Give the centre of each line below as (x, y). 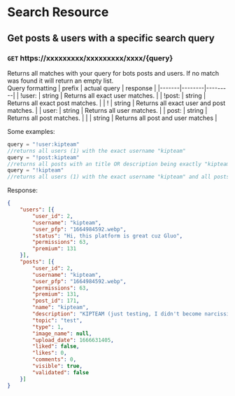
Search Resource (58, 12)
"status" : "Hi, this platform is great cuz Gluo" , (108, 235)
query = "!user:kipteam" (43, 144)
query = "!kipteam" (36, 170)
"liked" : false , (56, 347)
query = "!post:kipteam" (43, 157)
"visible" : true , (57, 366)
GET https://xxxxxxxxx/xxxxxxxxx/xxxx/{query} (90, 58)
